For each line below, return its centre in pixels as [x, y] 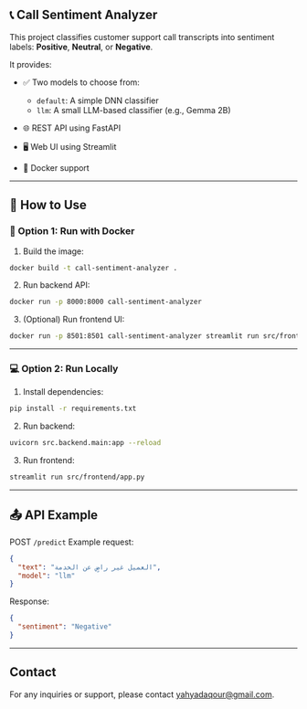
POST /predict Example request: [72, 542]
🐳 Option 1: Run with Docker [72, 231]
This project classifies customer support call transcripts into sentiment [142, 37]
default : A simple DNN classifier [97, 101]
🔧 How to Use [48, 205]
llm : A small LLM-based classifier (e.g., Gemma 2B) [133, 110]
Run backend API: [56, 285]
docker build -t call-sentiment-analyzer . [94, 268]
